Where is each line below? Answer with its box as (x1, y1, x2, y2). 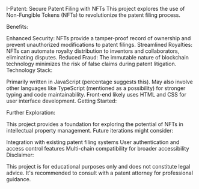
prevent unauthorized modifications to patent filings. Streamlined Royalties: (6, 41, 192, 48)
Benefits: (6, 23, 29, 30)
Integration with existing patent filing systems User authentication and (6, 139, 180, 146)
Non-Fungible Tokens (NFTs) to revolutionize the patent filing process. (6, 11, 180, 19)
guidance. (6, 176, 31, 182)
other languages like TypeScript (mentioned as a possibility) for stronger (6, 85, 186, 92)
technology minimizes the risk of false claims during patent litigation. (6, 60, 177, 67)
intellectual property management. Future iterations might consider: (6, 127, 174, 134)
